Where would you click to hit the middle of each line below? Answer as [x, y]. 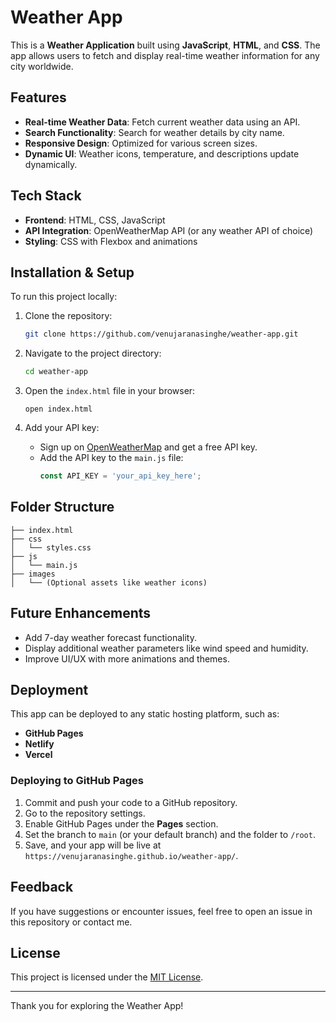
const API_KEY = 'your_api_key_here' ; [120, 476]
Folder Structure [62, 507]
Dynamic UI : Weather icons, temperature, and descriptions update [162, 153]
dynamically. [51, 164]
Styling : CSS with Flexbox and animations [111, 241]
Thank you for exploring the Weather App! [97, 1006]
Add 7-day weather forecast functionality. [110, 637]
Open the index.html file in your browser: [110, 391]
